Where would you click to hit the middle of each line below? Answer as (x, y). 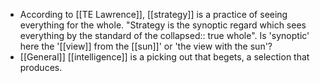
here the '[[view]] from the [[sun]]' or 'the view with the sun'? (146, 46)
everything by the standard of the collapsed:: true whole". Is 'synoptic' (164, 35)
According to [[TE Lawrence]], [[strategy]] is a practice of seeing (153, 14)
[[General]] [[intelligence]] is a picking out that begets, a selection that (164, 57)
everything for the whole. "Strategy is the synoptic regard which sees (163, 25)
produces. (41, 67)
